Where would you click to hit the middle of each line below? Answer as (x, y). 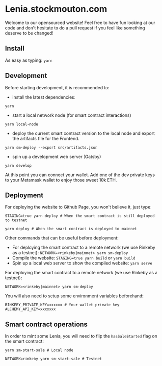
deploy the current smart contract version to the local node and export (83, 133)
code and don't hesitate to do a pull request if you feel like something (75, 27)
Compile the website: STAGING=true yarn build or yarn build (74, 258)
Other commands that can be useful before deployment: (62, 238)
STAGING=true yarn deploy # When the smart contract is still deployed (80, 216)
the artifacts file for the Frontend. (46, 138)
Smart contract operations (46, 324)
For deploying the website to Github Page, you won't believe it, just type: (79, 207)
